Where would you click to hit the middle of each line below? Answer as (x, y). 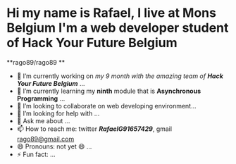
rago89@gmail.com (45, 139)
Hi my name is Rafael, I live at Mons (111, 13)
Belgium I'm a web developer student (118, 28)
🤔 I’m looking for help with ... (58, 113)
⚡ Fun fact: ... (36, 154)
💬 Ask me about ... (43, 120)
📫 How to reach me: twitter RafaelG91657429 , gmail (94, 129)
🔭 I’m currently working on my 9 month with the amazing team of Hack (120, 76)
